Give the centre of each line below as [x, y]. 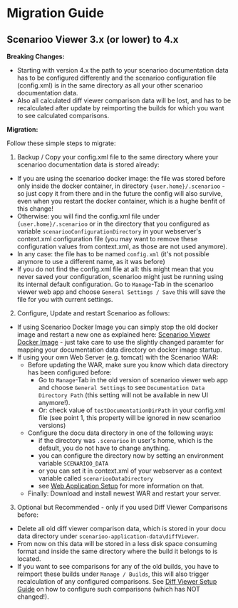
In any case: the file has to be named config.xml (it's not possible [113, 254]
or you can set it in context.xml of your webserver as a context [130, 471]
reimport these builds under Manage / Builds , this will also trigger [113, 574]
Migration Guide [56, 13]
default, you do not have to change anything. [104, 448]
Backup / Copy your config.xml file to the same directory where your [118, 157]
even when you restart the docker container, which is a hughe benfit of [121, 201]
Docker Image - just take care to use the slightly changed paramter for [120, 342]
